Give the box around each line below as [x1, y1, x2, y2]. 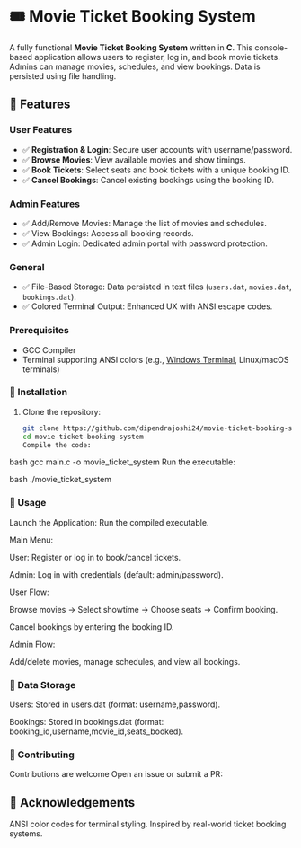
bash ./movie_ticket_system [9, 474, 112, 485]
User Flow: [9, 587, 49, 597]
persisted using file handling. [9, 70, 117, 81]
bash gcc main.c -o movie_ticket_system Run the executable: [9, 456, 236, 467]
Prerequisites [9, 324, 69, 337]
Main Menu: [9, 534, 54, 545]
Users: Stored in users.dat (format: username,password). [9, 699, 221, 710]
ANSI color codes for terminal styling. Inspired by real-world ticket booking [9, 818, 287, 830]
